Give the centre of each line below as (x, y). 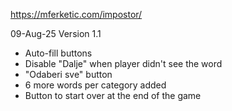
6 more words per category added (95, 85)
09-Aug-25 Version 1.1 (56, 33)
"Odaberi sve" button (68, 74)
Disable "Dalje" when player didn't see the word (123, 63)
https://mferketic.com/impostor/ (76, 14)
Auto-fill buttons (58, 53)
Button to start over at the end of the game (113, 95)
